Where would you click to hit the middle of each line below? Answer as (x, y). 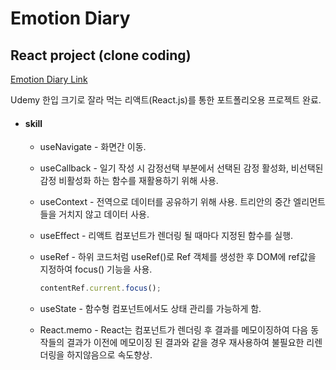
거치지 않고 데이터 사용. (104, 214)
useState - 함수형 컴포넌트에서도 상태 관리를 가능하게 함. (150, 309)
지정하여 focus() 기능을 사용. (96, 269)
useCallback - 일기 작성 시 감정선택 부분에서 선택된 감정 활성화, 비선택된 (181, 168)
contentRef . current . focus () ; (100, 288)
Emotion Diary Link (49, 79)
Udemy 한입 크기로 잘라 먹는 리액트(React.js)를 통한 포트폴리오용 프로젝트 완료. (166, 100)
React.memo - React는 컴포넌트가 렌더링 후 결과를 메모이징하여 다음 (174, 330)
